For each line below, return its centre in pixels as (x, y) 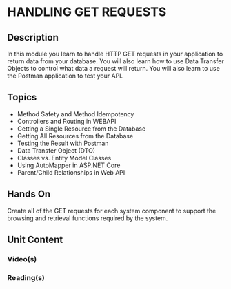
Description (33, 38)
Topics (22, 97)
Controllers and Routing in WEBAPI (67, 121)
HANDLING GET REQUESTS (87, 12)
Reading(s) (26, 277)
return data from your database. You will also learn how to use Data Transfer (115, 61)
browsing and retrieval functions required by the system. (88, 218)
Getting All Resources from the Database (75, 136)
